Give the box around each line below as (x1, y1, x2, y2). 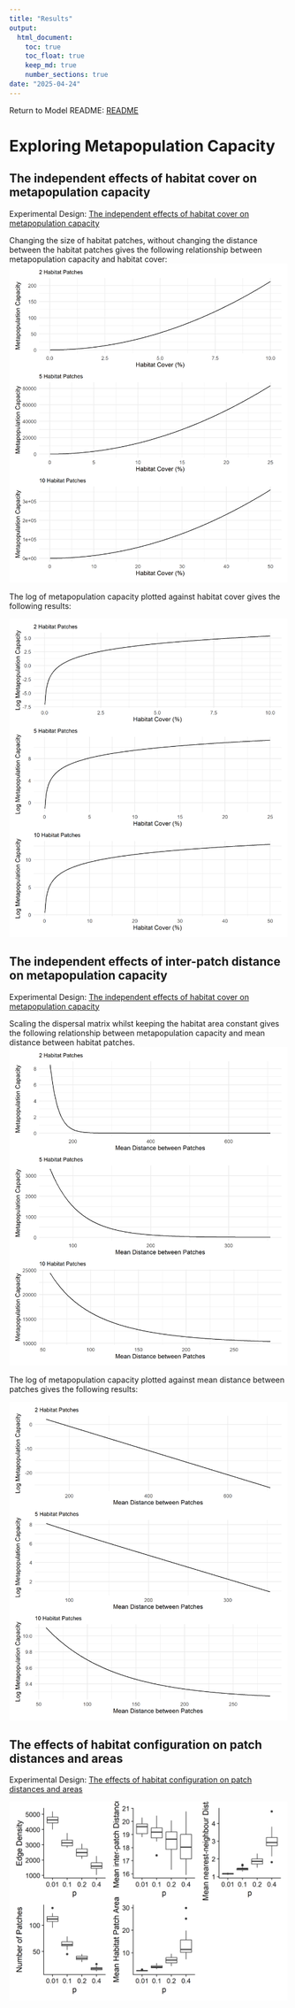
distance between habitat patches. (9, 1036, 135, 1048)
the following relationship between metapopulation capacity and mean (9, 1027, 266, 1038)
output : (9, 23, 38, 33)
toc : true (25, 42, 62, 51)
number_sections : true (25, 71, 109, 80)
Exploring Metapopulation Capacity (9, 135, 276, 156)
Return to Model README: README (9, 104, 139, 115)
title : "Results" (9, 14, 73, 23)
